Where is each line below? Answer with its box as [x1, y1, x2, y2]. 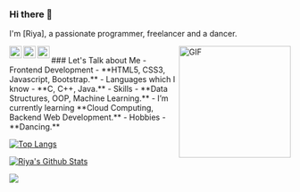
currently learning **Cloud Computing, [9, 103, 154, 113]
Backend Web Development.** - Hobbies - [9, 112, 167, 123]
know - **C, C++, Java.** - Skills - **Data [9, 84, 168, 95]
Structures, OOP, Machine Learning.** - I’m [9, 93, 169, 104]
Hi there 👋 [9, 8, 54, 21]
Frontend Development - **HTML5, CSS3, [9, 64, 166, 75]
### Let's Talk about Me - [51, 55, 147, 66]
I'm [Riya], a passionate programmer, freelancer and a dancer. [9, 29, 237, 39]
